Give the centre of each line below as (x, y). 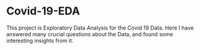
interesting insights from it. (40, 40)
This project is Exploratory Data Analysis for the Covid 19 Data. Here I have (100, 28)
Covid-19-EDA (43, 11)
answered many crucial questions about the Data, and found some (90, 34)
